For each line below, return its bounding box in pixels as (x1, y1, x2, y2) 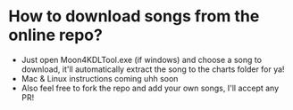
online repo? (8, 25, 104, 45)
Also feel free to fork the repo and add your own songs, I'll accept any (21, 82, 280, 93)
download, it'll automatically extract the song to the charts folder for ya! (21, 64, 285, 75)
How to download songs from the (8, 6, 260, 27)
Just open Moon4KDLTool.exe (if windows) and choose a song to (21, 54, 263, 65)
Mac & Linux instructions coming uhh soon (21, 73, 179, 83)
